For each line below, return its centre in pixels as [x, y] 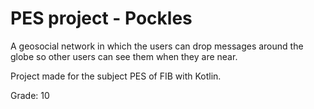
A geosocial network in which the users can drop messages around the [157, 46]
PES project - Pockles [101, 18]
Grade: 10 [30, 95]
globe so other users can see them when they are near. [124, 56]
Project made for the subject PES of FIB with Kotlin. [116, 76]
